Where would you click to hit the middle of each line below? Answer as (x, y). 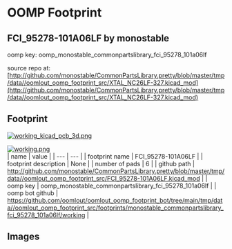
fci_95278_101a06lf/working (46, 215)
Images (23, 237)
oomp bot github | (33, 193)
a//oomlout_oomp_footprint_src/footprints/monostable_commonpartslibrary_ (116, 208)
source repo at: (29, 68)
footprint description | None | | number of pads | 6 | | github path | (101, 163)
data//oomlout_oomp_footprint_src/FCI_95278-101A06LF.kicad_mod (104, 178)
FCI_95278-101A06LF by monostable (88, 38)
